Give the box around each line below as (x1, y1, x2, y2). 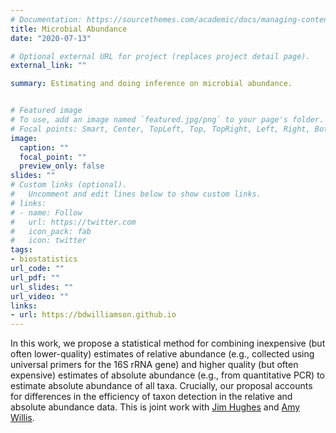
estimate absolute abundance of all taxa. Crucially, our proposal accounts (10, 380, 313, 392)
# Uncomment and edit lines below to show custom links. (10, 189, 262, 199)
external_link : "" (10, 61, 87, 71)
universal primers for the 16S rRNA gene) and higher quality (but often (10, 359, 299, 371)
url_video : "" (10, 291, 70, 301)
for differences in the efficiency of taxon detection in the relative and (10, 391, 293, 403)
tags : (10, 245, 33, 255)
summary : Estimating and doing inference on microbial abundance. (10, 79, 293, 89)
